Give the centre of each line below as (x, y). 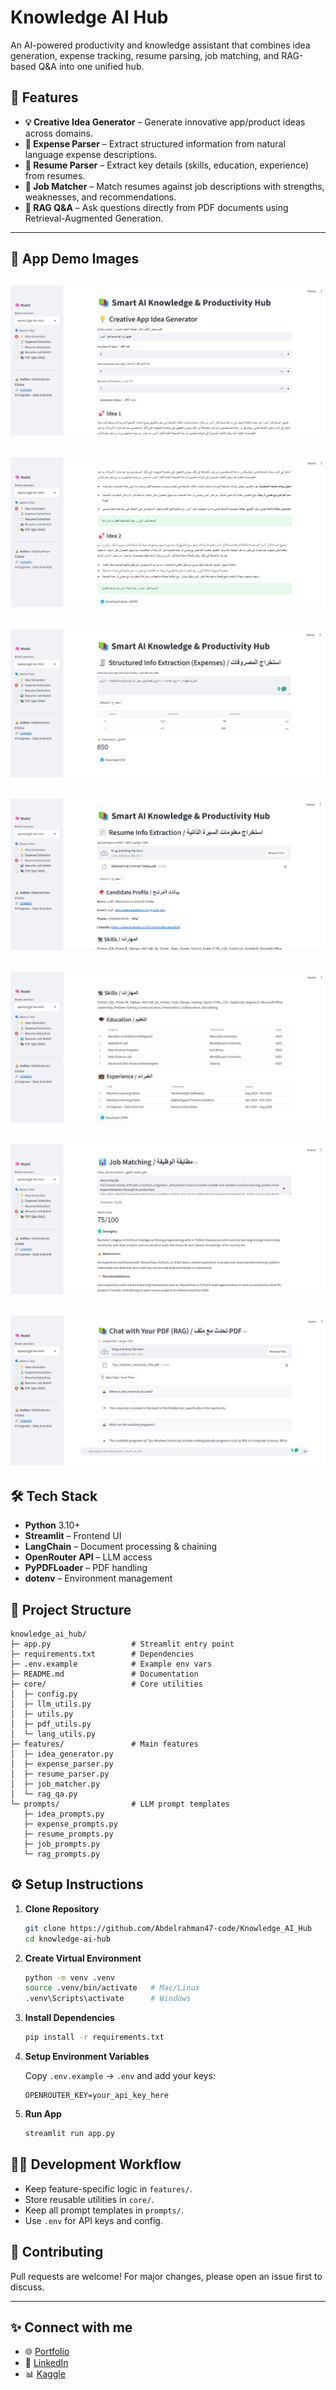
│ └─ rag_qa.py (44, 1794)
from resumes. (55, 175)
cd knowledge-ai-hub (67, 1939)
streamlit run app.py (69, 2134)
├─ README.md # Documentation (104, 1674)
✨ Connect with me (71, 2327)
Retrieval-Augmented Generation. (94, 218)
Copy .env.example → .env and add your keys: (120, 2076)
